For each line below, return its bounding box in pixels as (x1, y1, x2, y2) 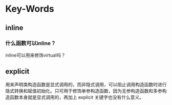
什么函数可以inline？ (5, 39, 56, 46)
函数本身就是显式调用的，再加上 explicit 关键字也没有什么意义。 (9, 94, 144, 100)
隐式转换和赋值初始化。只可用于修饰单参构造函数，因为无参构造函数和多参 (5, 88, 162, 94)
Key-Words (5, 3, 55, 15)
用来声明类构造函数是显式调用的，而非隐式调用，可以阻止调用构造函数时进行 (5, 81, 167, 87)
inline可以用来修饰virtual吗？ (5, 52, 66, 58)
